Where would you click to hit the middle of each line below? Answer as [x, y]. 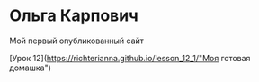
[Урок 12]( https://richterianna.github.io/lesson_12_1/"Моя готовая [130, 58]
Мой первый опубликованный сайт [76, 41]
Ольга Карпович [74, 16]
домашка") [31, 68]
